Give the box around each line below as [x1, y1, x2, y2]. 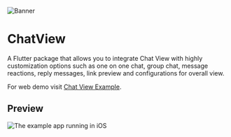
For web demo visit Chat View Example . [7, 82, 122, 91]
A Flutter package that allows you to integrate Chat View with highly [7, 54, 203, 62]
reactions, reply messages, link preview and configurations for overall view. [7, 68, 225, 77]
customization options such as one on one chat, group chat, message [7, 62, 209, 70]
